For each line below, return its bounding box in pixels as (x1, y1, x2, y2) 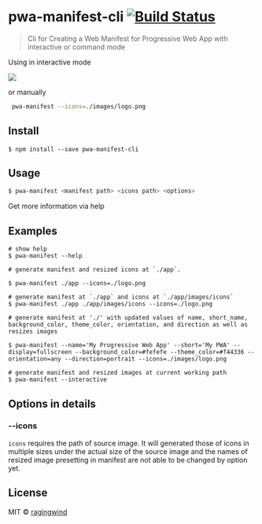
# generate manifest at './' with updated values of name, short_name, (8, 314, 248, 322)
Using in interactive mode (8, 57, 92, 67)
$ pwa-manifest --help (8, 252, 83, 260)
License (8, 486, 48, 500)
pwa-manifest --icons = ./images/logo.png (11, 102, 146, 110)
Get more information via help (8, 201, 105, 211)
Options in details (8, 397, 97, 410)
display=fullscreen (8, 348, 72, 357)
